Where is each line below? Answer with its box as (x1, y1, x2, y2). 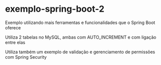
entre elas (5, 39, 26, 45)
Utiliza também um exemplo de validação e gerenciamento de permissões (5, 49, 155, 55)
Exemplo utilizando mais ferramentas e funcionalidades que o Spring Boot (5, 20, 156, 25)
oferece (5, 24, 21, 30)
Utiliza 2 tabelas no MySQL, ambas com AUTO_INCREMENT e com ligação (5, 34, 157, 40)
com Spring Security (5, 54, 47, 60)
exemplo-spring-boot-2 (5, 3, 105, 15)
